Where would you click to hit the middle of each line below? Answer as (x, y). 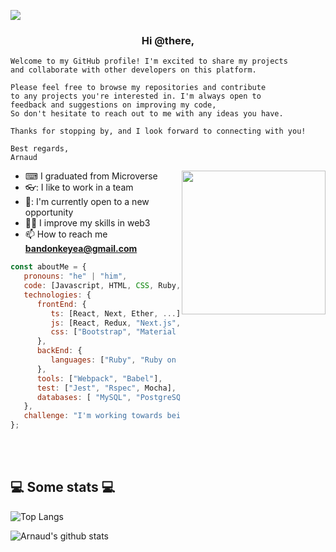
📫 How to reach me (66, 234)
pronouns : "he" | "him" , (75, 276)
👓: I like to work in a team (79, 187)
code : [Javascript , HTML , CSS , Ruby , (102, 286)
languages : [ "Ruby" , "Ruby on (113, 360)
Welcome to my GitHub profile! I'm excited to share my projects (149, 61)
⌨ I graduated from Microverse (91, 176)
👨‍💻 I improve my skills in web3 (87, 223)
